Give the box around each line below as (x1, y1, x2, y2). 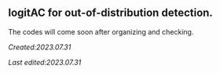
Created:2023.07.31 (8, 42, 71, 52)
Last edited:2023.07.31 (8, 57, 82, 67)
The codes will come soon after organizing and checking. (8, 27, 194, 36)
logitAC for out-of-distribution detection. (8, 6, 214, 20)
